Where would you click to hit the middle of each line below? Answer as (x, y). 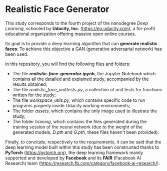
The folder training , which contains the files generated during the (79, 121)
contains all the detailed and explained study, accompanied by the (80, 79)
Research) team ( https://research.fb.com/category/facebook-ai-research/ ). (82, 163)
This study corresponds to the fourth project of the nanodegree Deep (77, 23)
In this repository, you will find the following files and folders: (68, 64)
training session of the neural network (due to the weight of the (77, 127)
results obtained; (30, 84)
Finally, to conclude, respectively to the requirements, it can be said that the (83, 142)
